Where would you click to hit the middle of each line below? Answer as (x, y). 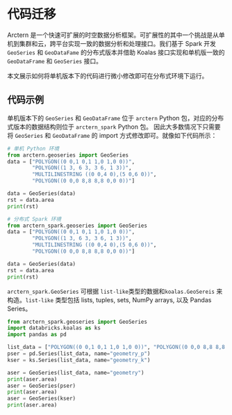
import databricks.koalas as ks (54, 328)
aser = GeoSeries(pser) (42, 386)
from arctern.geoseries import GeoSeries (68, 155)
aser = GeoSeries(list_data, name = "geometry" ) (76, 373)
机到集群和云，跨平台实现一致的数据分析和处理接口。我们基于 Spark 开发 (112, 43)
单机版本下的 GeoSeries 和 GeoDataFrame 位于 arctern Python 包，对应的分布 (116, 118)
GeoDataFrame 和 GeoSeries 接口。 (55, 61)
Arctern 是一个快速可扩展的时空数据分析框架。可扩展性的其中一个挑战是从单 (116, 35)
